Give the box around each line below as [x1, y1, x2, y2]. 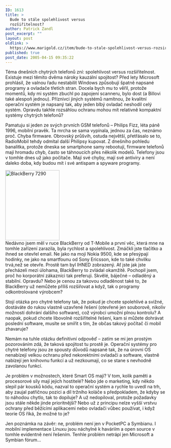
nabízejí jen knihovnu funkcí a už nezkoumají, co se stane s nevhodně [5, 358, 152, 364]
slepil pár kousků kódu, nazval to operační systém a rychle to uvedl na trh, [5, 384, 161, 390]
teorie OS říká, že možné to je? [5, 411, 70, 417]
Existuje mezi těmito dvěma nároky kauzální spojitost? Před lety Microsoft [5, 74, 159, 81]
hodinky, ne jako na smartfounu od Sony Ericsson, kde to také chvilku [5, 256, 151, 263]
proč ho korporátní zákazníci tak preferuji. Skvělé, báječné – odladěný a [5, 272, 156, 279]
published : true [5, 50, 40, 55]
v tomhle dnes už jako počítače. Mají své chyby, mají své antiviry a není [5, 155, 155, 161]
